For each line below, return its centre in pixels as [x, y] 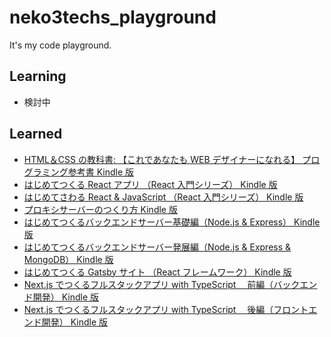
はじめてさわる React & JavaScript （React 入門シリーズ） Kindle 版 [163, 197]
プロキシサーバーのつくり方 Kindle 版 [100, 209]
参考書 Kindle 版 [101, 172]
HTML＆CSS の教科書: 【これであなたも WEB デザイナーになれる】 [162, 159]
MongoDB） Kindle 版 [68, 259]
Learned [36, 134]
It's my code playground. [60, 45]
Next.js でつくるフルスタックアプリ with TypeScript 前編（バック [162, 284]
